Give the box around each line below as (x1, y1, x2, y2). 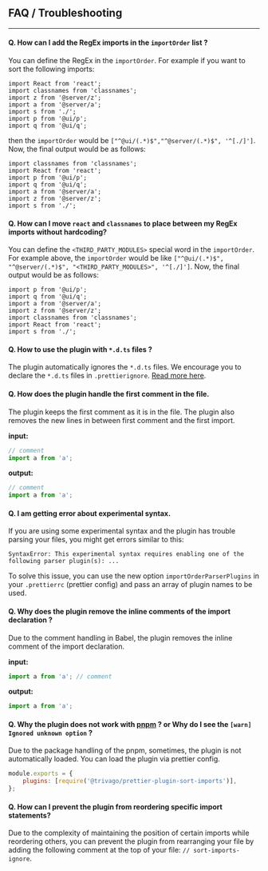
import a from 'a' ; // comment (8, 672, 112, 681)
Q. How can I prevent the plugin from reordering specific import (8, 801, 223, 811)
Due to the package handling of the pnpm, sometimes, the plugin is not (8, 745, 242, 755)
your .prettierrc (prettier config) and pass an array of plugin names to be (8, 580, 253, 589)
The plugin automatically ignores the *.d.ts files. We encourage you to (8, 362, 242, 372)
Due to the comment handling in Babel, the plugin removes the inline (8, 633, 233, 642)
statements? (8, 810, 52, 820)
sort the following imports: (8, 64, 95, 74)
